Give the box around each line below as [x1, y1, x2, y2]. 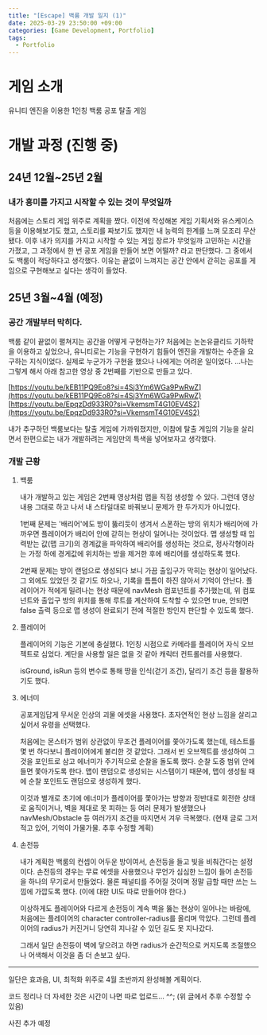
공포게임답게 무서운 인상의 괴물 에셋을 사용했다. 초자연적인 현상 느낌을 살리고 [19, 709, 258, 719]
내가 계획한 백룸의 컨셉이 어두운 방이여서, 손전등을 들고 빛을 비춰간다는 [19, 856, 238, 866]
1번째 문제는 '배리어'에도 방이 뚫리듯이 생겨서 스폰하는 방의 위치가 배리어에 [19, 518, 250, 529]
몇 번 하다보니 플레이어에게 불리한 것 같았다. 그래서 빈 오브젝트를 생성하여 [19, 746, 247, 756]
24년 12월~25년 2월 [8, 170, 103, 184]
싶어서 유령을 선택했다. [19, 719, 91, 729]
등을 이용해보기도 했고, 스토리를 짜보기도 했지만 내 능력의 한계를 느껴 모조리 [8, 226, 242, 235]
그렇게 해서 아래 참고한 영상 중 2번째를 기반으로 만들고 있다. [8, 366, 193, 376]
